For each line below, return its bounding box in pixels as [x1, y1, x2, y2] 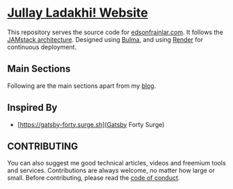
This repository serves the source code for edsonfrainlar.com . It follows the [7, 28, 224, 36]
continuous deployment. [7, 43, 77, 51]
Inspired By [7, 102, 58, 114]
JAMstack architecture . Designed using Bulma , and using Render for [7, 35, 204, 43]
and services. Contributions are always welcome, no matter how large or [7, 166, 216, 175]
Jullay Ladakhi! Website [7, 5, 148, 21]
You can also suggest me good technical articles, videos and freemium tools [7, 159, 226, 167]
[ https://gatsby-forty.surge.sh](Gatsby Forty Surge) [17, 120, 165, 128]
